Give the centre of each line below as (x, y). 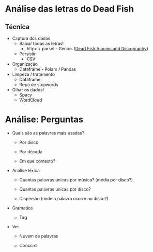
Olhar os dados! (28, 90)
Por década (31, 151)
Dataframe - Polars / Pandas (48, 69)
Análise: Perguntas (44, 120)
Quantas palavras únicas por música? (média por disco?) (76, 179)
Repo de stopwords (39, 85)
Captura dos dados (31, 38)
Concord (28, 245)
